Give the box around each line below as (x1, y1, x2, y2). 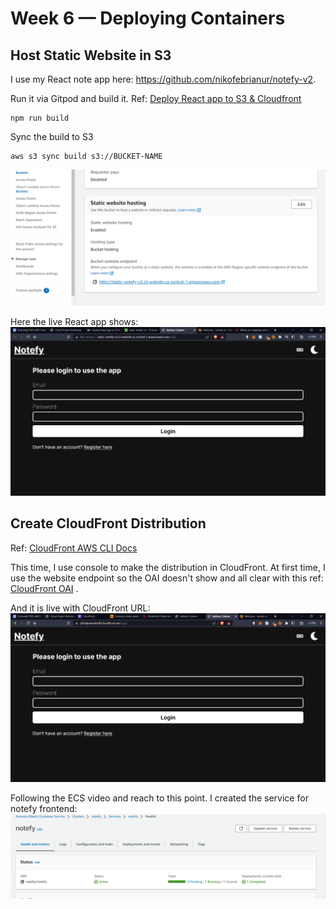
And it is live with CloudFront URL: (10, 602, 151, 614)
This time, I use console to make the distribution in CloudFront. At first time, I (10, 561, 326, 573)
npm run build (10, 113, 70, 123)
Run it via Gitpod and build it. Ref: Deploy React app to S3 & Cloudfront (10, 93, 302, 104)
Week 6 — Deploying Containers (10, 7, 286, 30)
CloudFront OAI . (10, 582, 79, 594)
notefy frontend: (10, 802, 78, 814)
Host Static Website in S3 (10, 47, 172, 64)
